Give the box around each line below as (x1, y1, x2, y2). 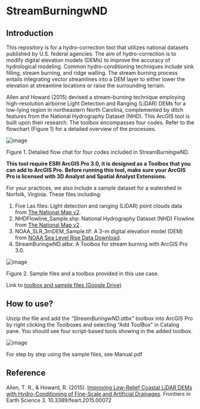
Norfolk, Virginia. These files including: (6, 191, 101, 198)
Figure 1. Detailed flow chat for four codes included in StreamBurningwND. (6, 148, 189, 155)
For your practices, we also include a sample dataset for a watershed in (6, 184, 182, 191)
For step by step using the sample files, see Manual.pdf (6, 350, 143, 358)
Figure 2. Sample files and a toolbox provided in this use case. (6, 270, 159, 277)
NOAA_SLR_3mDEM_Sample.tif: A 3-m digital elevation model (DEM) (14, 228, 183, 234)
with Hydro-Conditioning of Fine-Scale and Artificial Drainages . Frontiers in (6, 390, 191, 397)
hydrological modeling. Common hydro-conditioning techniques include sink (6, 63, 194, 70)
